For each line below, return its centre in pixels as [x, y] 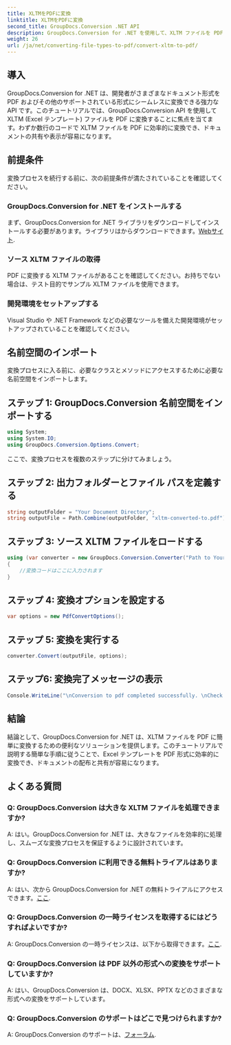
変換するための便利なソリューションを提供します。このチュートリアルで [121, 745]
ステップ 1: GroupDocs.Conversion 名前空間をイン [115, 403]
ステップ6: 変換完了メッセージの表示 [85, 679]
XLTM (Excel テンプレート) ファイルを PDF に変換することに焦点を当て [107, 119]
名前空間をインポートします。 [49, 379]
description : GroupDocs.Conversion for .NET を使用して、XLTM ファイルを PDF [115, 33]
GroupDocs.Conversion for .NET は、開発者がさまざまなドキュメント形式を [114, 93]
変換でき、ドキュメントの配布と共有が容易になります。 [85, 762]
